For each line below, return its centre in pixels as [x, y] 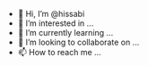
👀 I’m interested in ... [56, 23]
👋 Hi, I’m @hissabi [51, 14]
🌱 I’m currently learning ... [65, 33]
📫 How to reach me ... [59, 52]
